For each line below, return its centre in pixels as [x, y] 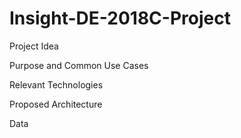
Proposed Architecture [56, 104]
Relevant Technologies [56, 84]
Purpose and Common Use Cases [79, 65]
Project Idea [34, 46]
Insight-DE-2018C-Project [120, 18]
